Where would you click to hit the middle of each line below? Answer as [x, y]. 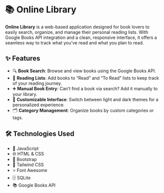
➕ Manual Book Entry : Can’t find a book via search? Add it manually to [85, 88]
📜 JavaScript [25, 148]
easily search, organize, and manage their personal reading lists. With [77, 32]
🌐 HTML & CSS [28, 154]
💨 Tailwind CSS [28, 165]
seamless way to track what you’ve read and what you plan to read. [75, 42]
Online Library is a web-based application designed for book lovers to [77, 27]
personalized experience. [38, 105]
